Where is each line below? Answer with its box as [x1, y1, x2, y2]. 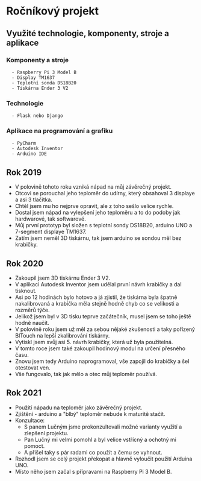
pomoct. [23, 442, 45, 450]
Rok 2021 [6, 388, 42, 398]
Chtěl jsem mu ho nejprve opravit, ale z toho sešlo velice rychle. [14, 203, 174, 210]
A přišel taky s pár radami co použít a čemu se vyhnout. [23, 448, 162, 456]
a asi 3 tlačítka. [14, 196, 53, 203]
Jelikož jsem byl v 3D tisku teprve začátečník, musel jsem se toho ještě [14, 313, 191, 320]
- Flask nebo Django [11, 113, 63, 119]
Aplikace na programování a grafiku [6, 127, 113, 135]
